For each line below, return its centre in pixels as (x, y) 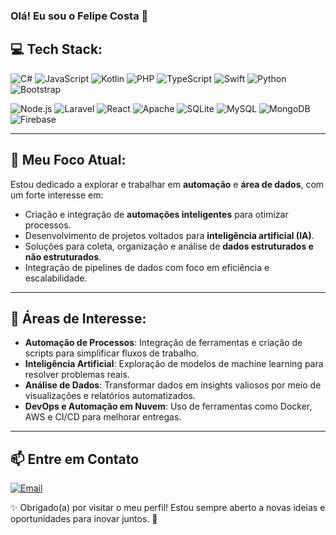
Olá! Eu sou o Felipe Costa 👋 (79, 16)
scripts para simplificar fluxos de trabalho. (112, 353)
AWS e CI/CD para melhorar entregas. (103, 417)
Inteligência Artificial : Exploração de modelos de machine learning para (174, 364)
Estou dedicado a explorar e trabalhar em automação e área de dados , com (167, 184)
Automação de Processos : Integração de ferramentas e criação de (163, 343)
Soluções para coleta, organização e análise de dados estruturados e (169, 246)
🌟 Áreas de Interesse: (78, 318)
